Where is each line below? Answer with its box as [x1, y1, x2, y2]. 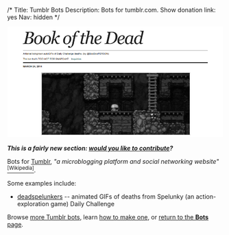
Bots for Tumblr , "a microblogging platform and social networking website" [7, 158, 219, 166]
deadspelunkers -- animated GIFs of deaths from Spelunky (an [16, 192, 195, 201]
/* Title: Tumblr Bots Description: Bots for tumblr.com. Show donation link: [7, 6, 216, 14]
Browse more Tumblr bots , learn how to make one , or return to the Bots [7, 212, 209, 221]
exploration [16, 199, 49, 208]
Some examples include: [7, 179, 77, 187]
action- [195, 192, 217, 201]
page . [7, 220, 24, 228]
